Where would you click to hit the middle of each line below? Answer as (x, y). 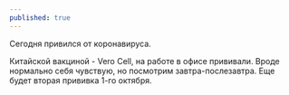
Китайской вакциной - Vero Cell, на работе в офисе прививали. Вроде (145, 61)
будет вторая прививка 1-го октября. (81, 80)
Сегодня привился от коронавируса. (80, 43)
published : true (40, 18)
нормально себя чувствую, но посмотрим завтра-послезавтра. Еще (142, 71)
